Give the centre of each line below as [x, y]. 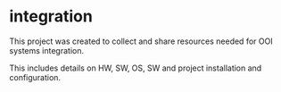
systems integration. [47, 50]
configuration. [35, 77]
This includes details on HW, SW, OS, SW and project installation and [136, 68]
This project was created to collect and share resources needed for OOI [141, 41]
